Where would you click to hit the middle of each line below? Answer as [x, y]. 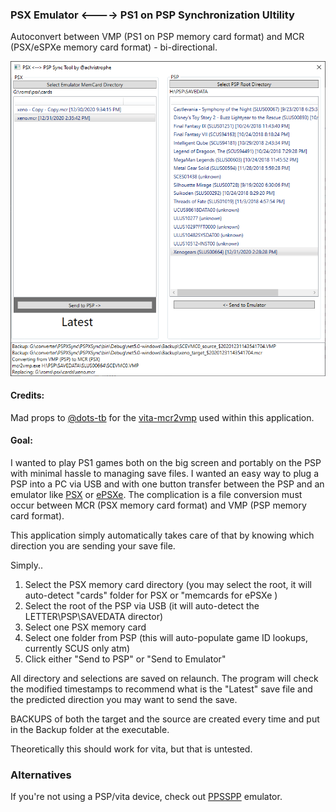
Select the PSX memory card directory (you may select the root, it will [168, 585]
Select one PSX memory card [85, 627]
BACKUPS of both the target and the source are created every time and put [165, 719]
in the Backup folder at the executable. [90, 730]
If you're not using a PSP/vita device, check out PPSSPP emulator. [146, 797]
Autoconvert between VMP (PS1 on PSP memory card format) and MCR [157, 37]
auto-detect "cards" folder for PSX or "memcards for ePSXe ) [151, 595]
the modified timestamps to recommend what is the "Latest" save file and [161, 689]
